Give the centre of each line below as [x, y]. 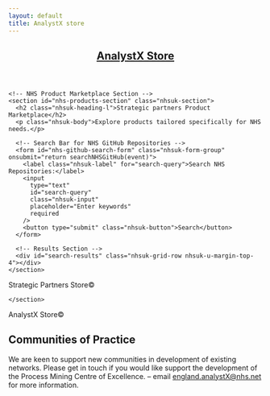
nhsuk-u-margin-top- [219, 256]
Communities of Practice [72, 340]
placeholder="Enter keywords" [80, 206]
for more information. [44, 385]
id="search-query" [60, 192]
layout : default [35, 16]
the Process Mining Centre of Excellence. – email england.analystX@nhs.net [135, 376]
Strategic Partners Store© [52, 285]
